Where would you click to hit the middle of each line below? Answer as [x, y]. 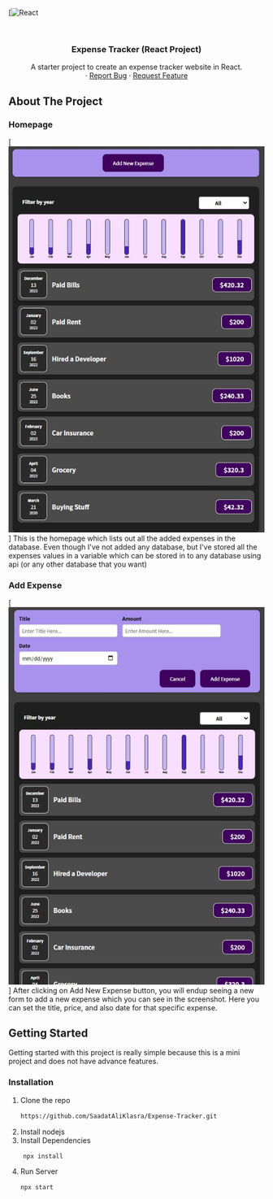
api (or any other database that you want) [78, 564]
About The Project [56, 101]
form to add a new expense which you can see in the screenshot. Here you [134, 999]
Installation [31, 1083]
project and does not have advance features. [83, 1062]
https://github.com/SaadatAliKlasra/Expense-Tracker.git [119, 1116]
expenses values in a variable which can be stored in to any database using [135, 555]
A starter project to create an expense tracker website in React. [136, 67]
